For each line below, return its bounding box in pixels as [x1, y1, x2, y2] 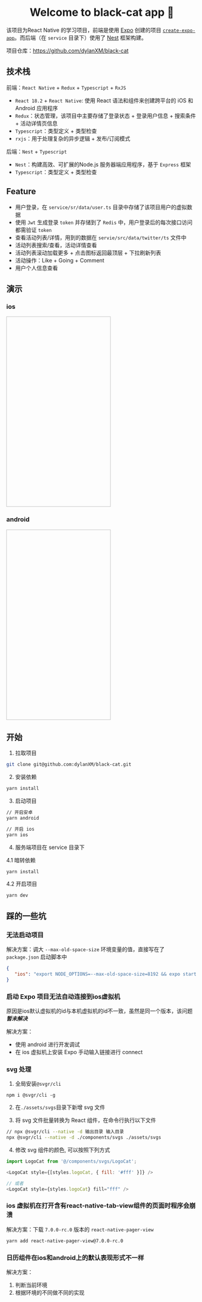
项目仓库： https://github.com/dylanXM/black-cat [6, 47, 129, 54]
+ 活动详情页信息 [15, 119, 58, 127]
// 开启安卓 [6, 809, 33, 815]
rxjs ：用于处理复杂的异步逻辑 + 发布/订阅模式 [15, 135, 130, 142]
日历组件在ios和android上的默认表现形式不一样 [6, 1253, 144, 1262]
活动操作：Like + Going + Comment [15, 256, 105, 264]
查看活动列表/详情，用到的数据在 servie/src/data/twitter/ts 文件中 [15, 234, 187, 241]
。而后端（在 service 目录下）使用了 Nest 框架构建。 [14, 33, 147, 41]
